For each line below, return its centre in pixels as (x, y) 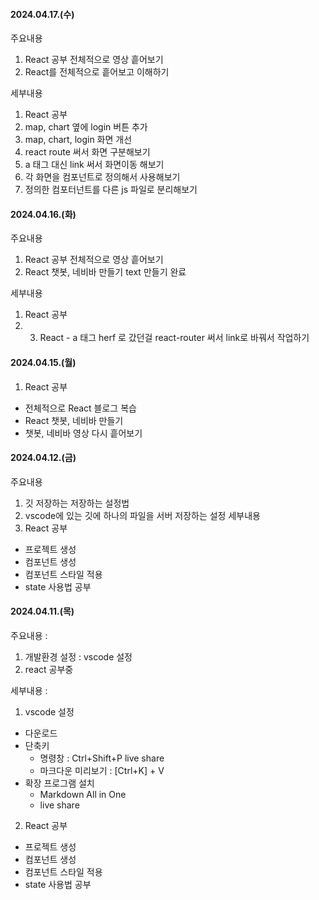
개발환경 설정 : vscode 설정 (78, 657)
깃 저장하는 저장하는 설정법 (77, 503)
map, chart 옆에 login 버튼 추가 (86, 127)
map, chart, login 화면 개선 (78, 140)
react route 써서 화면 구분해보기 (87, 152)
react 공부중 (49, 670)
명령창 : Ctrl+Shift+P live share (102, 758)
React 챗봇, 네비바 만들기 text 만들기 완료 (105, 272)
